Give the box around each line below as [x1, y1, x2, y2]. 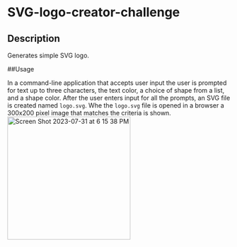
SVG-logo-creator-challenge [7, 4, 180, 21]
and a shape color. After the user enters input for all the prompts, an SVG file [7, 93, 231, 102]
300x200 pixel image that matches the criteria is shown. [7, 109, 171, 117]
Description [7, 33, 60, 45]
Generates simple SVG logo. [7, 51, 90, 59]
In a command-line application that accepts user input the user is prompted [7, 79, 227, 87]
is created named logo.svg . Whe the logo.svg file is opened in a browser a [7, 101, 224, 110]
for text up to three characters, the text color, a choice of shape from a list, [7, 86, 225, 94]
